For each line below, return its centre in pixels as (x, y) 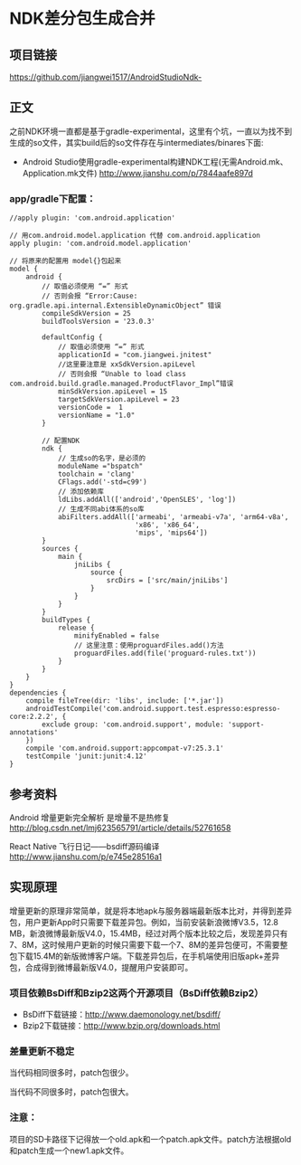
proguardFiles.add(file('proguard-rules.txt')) (165, 654)
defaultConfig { (72, 337)
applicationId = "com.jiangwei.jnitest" (135, 355)
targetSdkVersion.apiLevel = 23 (118, 400)
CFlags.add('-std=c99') (102, 482)
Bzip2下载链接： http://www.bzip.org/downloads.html (121, 1026)
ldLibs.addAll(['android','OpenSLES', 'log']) (147, 500)
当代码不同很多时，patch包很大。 (71, 1092)
